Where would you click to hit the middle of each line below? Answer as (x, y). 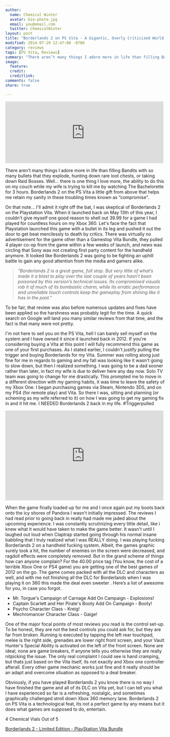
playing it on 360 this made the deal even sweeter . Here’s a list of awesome (84, 583)
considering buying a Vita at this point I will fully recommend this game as (82, 344)
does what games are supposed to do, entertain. (56, 709)
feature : (19, 66)
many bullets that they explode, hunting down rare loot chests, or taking (80, 176)
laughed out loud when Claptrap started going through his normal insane (81, 534)
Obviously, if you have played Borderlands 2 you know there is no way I (80, 682)
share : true (18, 85)
